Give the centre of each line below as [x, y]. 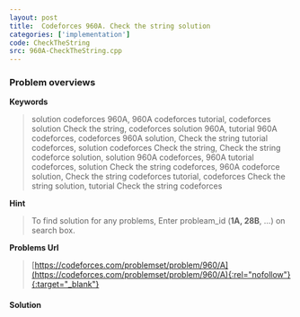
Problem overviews [53, 83]
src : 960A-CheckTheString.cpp [66, 51]
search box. [53, 231]
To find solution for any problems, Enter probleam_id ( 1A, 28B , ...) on [158, 221]
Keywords [29, 102]
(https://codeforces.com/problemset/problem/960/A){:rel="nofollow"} [161, 275]
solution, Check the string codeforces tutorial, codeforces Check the [158, 177]
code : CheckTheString [50, 43]
